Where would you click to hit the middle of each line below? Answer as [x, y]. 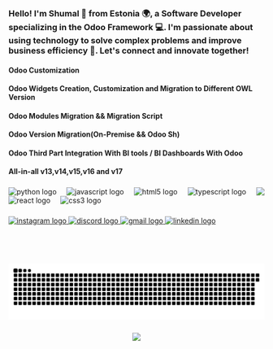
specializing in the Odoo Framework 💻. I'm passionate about [131, 27]
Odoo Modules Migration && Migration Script [86, 116]
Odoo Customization [44, 70]
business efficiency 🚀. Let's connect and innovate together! [129, 50]
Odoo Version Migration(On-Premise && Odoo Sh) [94, 134]
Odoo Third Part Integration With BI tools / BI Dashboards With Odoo [126, 153]
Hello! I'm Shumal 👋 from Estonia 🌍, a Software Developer [125, 13]
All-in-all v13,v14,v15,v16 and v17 [66, 172]
